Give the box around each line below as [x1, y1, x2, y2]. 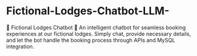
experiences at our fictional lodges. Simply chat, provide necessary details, [6, 30, 191, 37]
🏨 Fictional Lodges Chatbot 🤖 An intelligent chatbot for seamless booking [6, 24, 186, 31]
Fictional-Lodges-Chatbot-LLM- [6, 4, 170, 18]
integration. [6, 43, 35, 50]
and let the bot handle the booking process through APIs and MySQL [6, 36, 176, 43]
